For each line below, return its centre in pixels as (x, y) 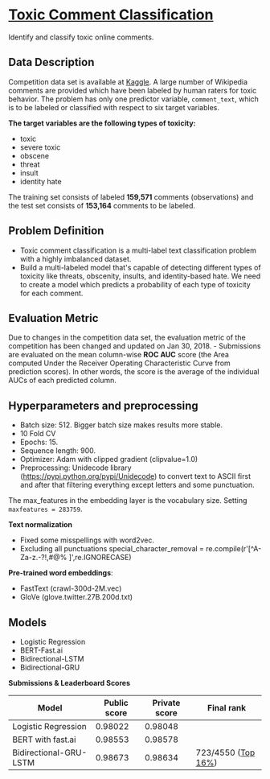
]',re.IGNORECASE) (100, 558)
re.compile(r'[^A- (234, 549)
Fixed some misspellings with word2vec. (87, 540)
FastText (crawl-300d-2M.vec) (71, 588)
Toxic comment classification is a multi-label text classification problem (138, 250)
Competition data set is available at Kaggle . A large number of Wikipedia (128, 81)
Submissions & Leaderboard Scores (70, 683)
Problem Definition (56, 231)
